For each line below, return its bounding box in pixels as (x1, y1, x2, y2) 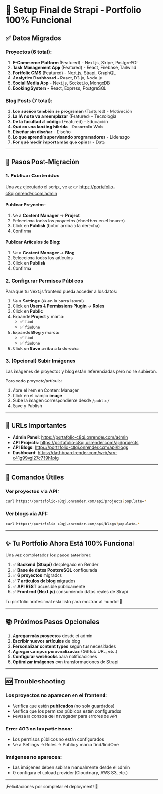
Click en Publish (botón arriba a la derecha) (12, 223, 100, 229)
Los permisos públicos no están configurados (12, 736, 104, 742)
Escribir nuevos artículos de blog (12, 638, 80, 644)
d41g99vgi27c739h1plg (12, 455, 59, 461)
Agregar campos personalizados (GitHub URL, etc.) (12, 649, 118, 654)
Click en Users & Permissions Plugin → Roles (12, 303, 104, 309)
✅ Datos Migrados (5, 34, 62, 42)
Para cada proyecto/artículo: (5, 378, 62, 383)
